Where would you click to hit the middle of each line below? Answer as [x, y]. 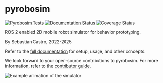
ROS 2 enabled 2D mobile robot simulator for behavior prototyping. [73, 32]
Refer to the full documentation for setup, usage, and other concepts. [76, 51]
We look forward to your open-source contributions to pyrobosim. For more [82, 60]
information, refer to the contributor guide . [48, 66]
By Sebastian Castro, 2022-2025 [39, 41]
